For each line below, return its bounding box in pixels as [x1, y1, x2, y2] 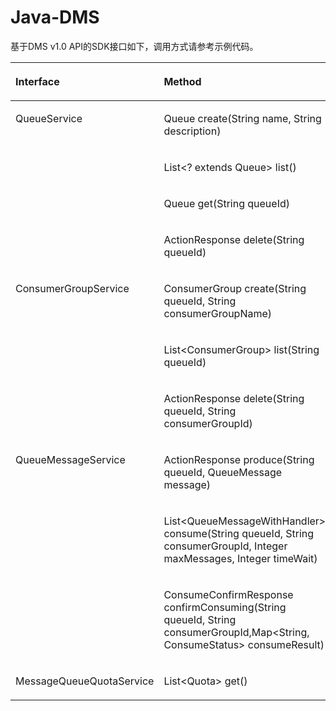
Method [163, 74, 202, 88]
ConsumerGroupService [15, 281, 130, 295]
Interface [15, 74, 60, 88]
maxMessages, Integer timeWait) [163, 551, 318, 565]
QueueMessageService [15, 452, 126, 466]
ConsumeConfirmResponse [163, 587, 294, 601]
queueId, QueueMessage [163, 465, 283, 479]
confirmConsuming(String [163, 600, 287, 614]
